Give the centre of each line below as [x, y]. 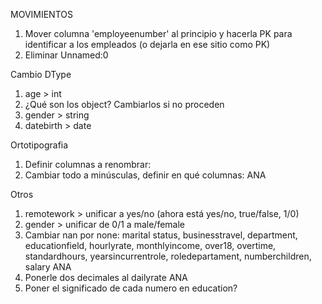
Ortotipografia [39, 145]
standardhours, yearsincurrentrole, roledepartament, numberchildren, [168, 256]
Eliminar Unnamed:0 [66, 55]
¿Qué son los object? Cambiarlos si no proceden [124, 104]
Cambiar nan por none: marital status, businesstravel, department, [161, 235]
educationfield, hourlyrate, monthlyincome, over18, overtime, [150, 245]
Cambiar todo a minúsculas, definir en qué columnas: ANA [145, 175]
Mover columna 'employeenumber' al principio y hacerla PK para [158, 33]
